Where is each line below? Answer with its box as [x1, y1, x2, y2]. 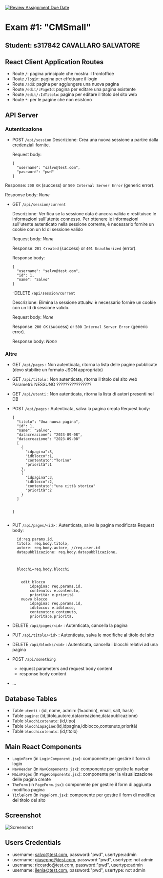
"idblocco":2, [25, 480, 54, 485]
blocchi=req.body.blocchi [17, 567, 69, 572]
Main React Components [5, 742, 82, 751]
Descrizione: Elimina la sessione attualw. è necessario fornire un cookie [12, 300, 156, 305]
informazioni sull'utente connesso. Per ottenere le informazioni [12, 216, 139, 222]
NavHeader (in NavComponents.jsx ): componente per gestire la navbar [12, 766, 149, 772]
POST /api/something [12, 656, 56, 662]
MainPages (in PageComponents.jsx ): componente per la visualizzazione [12, 771, 153, 777]
